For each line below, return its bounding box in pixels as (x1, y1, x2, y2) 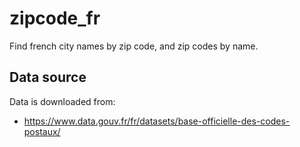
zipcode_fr (9, 7, 101, 30)
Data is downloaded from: (9, 95, 116, 107)
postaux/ (23, 125, 61, 137)
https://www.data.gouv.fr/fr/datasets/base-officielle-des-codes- (23, 115, 291, 127)
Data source (9, 69, 87, 86)
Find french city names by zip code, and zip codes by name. (9, 40, 259, 52)
